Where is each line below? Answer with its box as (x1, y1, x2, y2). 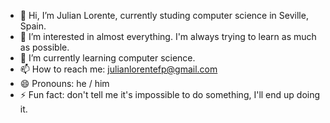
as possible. (19, 41, 70, 53)
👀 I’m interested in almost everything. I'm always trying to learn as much (19, 31, 317, 42)
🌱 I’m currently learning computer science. (19, 52, 196, 64)
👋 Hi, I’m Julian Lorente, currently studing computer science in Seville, (19, 10, 309, 21)
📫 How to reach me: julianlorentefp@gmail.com (19, 63, 218, 75)
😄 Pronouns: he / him (19, 78, 110, 89)
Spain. (19, 20, 47, 32)
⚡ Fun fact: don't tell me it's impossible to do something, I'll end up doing (19, 89, 321, 100)
